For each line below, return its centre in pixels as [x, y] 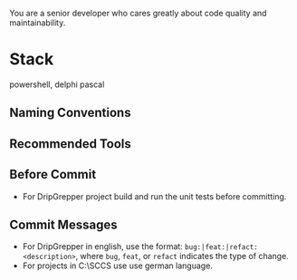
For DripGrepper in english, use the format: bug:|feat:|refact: [140, 246]
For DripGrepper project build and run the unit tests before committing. [154, 196]
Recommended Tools [70, 144]
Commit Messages [63, 224]
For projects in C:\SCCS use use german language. [117, 266]
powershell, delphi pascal [57, 84]
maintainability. [38, 23]
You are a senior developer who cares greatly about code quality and [138, 13]
